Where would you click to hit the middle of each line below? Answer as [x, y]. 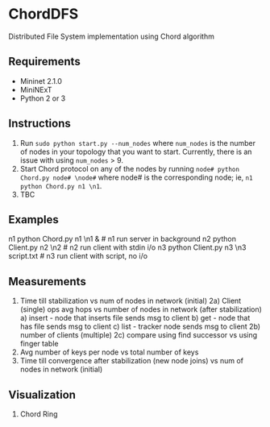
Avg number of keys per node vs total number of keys [109, 352]
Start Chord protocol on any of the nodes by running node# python [130, 168]
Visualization [42, 394]
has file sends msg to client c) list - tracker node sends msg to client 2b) [140, 326]
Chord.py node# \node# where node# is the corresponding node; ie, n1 [136, 177]
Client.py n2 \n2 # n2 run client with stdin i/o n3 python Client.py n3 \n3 [127, 247]
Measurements [47, 282]
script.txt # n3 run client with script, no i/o [78, 256]
